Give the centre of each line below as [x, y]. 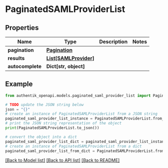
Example [19, 84]
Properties [22, 28]
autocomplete [24, 66]
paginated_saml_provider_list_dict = [44, 141]
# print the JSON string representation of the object [63, 123]
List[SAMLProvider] [70, 58]
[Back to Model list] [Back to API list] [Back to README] [62, 160]
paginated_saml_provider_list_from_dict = [50, 151]
